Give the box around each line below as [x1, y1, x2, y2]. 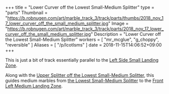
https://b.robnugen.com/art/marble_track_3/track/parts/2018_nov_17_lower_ [7, 26, 164, 32]
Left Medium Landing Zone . [5, 83, 63, 89]
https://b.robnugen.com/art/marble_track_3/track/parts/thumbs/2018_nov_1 [7, 15, 163, 21]
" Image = [108, 20, 129, 26]
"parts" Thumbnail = [5, 10, 48, 16]
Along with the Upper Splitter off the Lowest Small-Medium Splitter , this [5, 72, 154, 78]
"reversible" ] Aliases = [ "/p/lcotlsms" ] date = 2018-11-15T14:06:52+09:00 [5, 42, 162, 48]
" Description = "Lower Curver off [91, 31, 161, 37]
